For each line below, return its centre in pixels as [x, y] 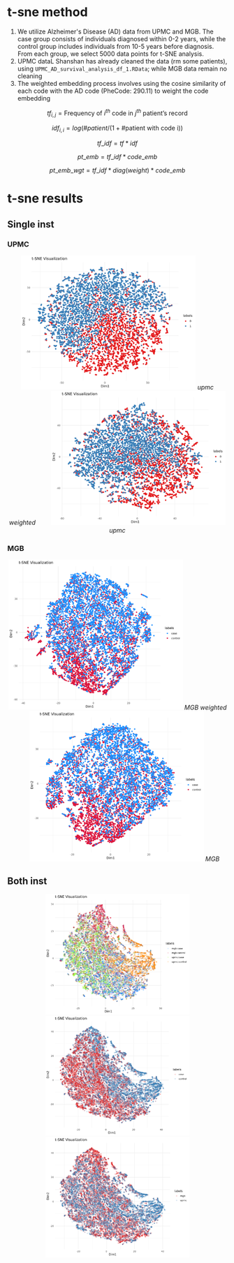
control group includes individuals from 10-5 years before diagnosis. [116, 46]
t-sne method [48, 12]
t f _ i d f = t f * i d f [117, 143]
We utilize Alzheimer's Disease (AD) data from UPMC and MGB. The [116, 31]
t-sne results [45, 199]
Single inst [31, 224]
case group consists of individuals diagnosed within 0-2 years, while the [122, 38]
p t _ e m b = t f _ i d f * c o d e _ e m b [117, 157]
